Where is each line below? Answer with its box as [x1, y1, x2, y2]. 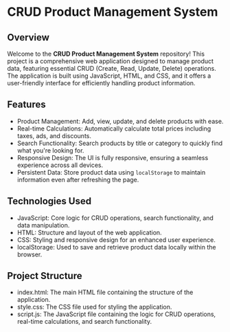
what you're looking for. [16, 146, 84, 155]
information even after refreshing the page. [16, 175, 139, 184]
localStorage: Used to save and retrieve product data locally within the [16, 243, 216, 251]
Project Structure [7, 270, 82, 282]
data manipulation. [16, 221, 70, 229]
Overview [7, 32, 50, 43]
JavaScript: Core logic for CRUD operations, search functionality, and [16, 214, 214, 222]
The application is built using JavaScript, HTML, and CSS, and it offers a [7, 71, 211, 80]
